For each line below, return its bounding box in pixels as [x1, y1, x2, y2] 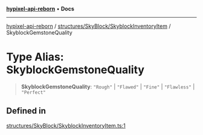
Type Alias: [6, 50, 65, 64]
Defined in [6, 106, 47, 116]
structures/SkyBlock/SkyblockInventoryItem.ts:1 [6, 122, 126, 129]
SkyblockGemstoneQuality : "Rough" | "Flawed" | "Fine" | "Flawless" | [21, 83, 195, 90]
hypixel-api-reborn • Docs [6, 5, 74, 12]
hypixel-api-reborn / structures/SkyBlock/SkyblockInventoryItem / [6, 22, 171, 30]
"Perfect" [21, 89, 47, 96]
